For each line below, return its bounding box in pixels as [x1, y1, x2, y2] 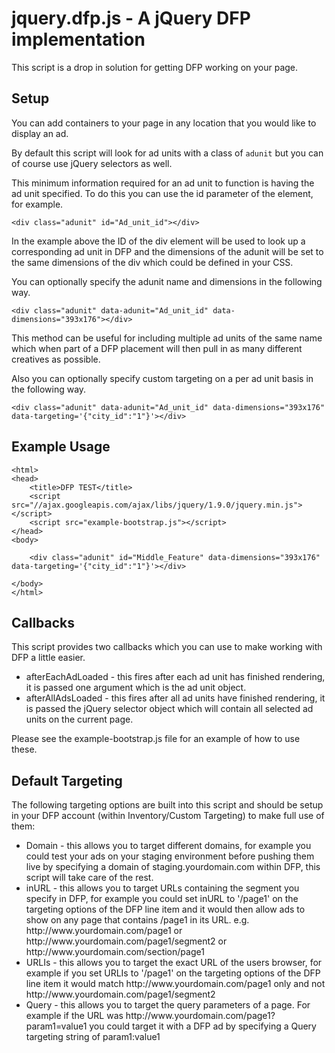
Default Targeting [11, 772, 123, 789]
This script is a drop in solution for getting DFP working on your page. [11, 61, 299, 73]
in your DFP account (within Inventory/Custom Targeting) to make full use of [11, 810, 325, 822]
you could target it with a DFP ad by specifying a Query [89, 1020, 317, 1032]
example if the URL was [25, 1010, 124, 1022]
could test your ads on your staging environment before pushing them [25, 850, 315, 862]
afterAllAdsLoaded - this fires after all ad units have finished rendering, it [25, 692, 326, 704]
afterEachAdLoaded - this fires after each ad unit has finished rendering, [25, 671, 326, 683]
